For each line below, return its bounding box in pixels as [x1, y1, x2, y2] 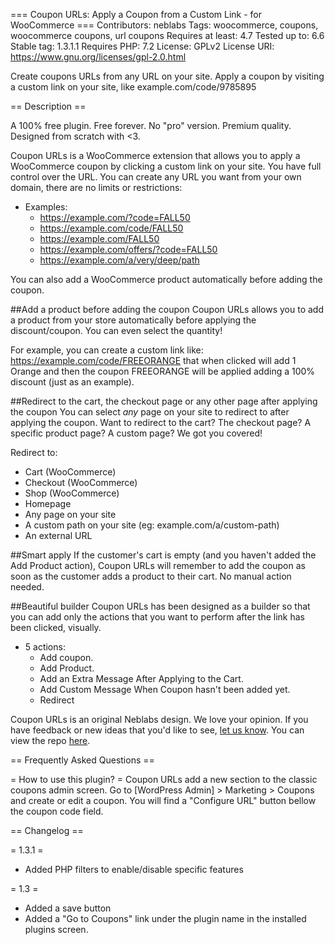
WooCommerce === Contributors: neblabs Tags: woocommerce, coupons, [10, 19, 319, 31]
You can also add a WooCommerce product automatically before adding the [10, 274, 323, 285]
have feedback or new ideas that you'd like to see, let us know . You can [10, 724, 305, 736]
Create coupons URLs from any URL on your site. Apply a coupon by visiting [10, 70, 325, 82]
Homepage [24, 498, 72, 509]
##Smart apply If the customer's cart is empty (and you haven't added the [10, 549, 317, 561]
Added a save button [24, 902, 112, 914]
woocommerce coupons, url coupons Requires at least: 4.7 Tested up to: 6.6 [10, 30, 325, 41]
